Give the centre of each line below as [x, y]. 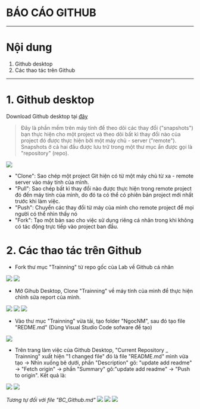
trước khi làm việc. [37, 201]
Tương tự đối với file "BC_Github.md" [51, 399]
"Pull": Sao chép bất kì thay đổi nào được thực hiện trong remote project [103, 188]
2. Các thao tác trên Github [74, 251]
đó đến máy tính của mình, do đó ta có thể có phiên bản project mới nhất [104, 195]
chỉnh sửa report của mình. [48, 297]
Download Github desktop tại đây [47, 116]
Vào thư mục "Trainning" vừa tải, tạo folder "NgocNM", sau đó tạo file [100, 321]
